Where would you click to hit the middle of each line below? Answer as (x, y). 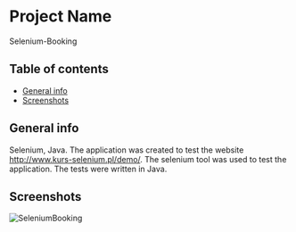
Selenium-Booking (43, 41)
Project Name (61, 17)
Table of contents (59, 69)
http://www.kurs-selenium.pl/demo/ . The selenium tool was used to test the (148, 159)
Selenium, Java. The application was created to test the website (127, 150)
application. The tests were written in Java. (88, 169)
